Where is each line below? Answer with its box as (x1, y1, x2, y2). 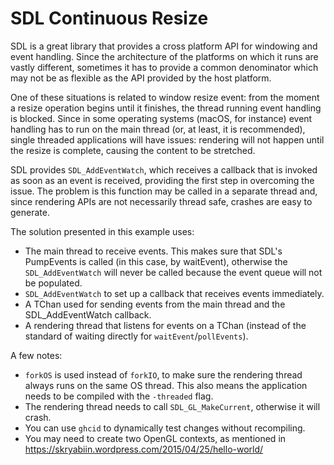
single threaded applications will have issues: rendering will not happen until (10, 133, 325, 146)
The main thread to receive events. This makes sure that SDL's (24, 245, 283, 257)
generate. (10, 206, 50, 218)
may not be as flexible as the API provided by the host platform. (10, 72, 272, 84)
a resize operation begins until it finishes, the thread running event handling (10, 102, 322, 114)
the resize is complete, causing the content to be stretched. (10, 144, 256, 156)
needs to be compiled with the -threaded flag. (24, 390, 214, 402)
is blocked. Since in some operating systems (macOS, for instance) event (10, 112, 313, 124)
